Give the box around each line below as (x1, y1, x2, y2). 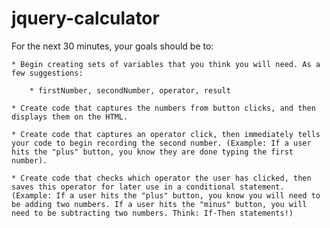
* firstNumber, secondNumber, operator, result (29, 85, 231, 96)
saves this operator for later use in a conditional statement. (11, 182, 285, 192)
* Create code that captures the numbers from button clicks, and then (11, 103, 316, 113)
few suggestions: (11, 68, 84, 78)
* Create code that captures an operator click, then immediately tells (11, 129, 321, 139)
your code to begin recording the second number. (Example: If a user (11, 138, 312, 148)
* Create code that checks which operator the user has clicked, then (11, 173, 312, 183)
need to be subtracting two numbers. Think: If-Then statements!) (11, 208, 294, 218)
